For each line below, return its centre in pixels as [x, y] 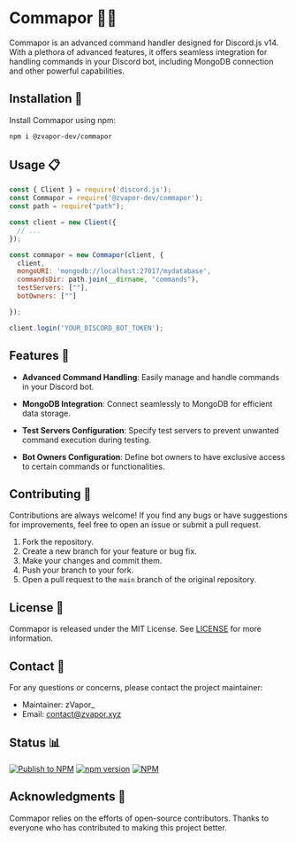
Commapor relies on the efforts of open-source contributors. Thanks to [139, 818]
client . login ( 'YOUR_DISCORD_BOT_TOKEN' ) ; [87, 328]
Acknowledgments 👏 [68, 797]
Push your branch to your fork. [78, 570]
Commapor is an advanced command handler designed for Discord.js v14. [144, 43]
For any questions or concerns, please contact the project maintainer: [136, 687]
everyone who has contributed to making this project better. [118, 827]
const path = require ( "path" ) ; [67, 207]
